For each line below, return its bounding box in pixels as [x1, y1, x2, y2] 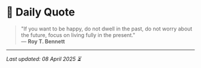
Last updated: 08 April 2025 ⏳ [6, 55, 81, 62]
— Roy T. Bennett [20, 38, 65, 45]
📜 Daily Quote [6, 5, 75, 19]
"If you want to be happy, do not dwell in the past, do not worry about [20, 25, 193, 32]
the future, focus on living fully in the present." [20, 31, 136, 38]
